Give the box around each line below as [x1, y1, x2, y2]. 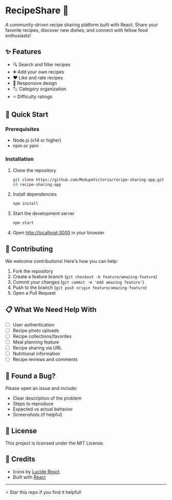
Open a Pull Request [12, 290, 56, 296]
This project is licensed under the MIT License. [5, 440, 104, 446]
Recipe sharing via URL [12, 345, 62, 351]
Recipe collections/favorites [12, 333, 72, 339]
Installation [5, 156, 34, 163]
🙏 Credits [5, 455, 36, 464]
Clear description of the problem [12, 395, 82, 401]
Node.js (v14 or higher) [12, 137, 61, 143]
